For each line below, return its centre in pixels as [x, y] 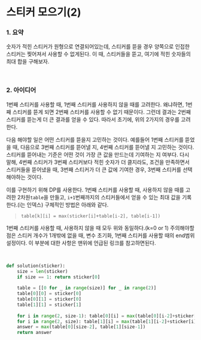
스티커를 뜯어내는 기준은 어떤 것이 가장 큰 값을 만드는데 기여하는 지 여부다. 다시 [98, 154]
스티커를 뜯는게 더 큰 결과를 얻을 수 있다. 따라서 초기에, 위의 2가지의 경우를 [93, 119]
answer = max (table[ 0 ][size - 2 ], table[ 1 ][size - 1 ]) [81, 327]
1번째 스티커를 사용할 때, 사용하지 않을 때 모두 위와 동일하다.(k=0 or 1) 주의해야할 [100, 227]
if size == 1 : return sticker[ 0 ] [59, 277]
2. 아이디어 [21, 90]
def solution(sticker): [36, 266]
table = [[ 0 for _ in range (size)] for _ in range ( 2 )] [87, 288]
